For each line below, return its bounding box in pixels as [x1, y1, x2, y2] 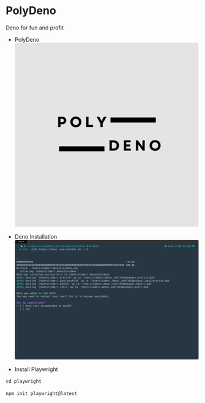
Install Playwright [14, 366, 59, 373]
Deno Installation [14, 233, 58, 240]
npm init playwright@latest [6, 390, 78, 396]
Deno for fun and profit [6, 24, 64, 31]
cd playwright [6, 378, 42, 384]
